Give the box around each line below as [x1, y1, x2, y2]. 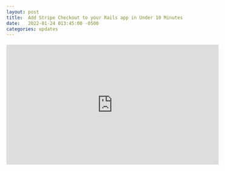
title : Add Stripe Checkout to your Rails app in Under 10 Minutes [6, 15, 183, 21]
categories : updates [6, 26, 59, 32]
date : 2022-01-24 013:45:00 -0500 [6, 20, 99, 26]
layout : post [6, 9, 39, 15]
